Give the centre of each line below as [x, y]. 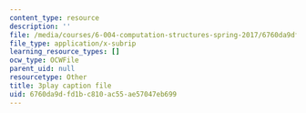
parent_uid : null [42, 69]
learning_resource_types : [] [65, 52]
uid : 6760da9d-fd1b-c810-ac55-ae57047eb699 [93, 94]
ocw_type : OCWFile [44, 60]
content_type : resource [55, 18]
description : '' [40, 26]
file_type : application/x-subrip [73, 43]
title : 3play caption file [61, 86]
